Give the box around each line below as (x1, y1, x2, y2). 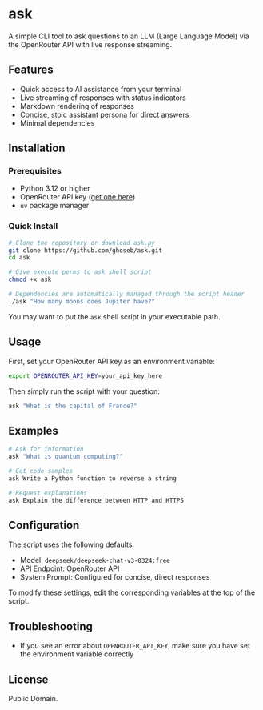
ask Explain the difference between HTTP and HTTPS (8, 496, 184, 504)
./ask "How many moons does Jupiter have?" (8, 297, 156, 305)
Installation (8, 142, 66, 155)
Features (8, 63, 54, 77)
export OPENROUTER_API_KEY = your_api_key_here (8, 371, 162, 380)
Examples (8, 423, 58, 437)
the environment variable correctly (19, 649, 134, 659)
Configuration (8, 518, 80, 532)
